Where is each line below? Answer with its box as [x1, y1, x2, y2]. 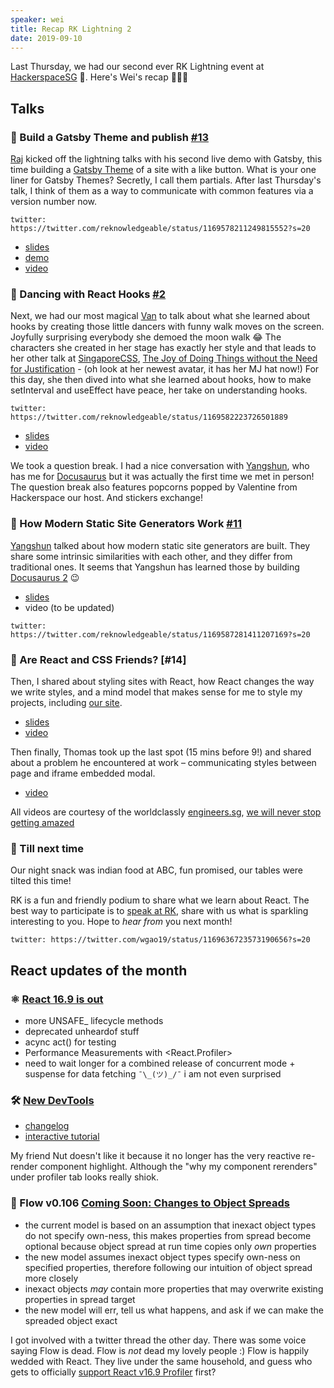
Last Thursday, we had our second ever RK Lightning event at [10, 61, 265, 73]
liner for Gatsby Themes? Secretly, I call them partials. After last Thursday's [10, 174, 322, 186]
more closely [24, 1272, 79, 1284]
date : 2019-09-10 [10, 33, 83, 43]
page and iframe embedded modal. [10, 767, 156, 779]
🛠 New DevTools [10, 1093, 95, 1107]
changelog [24, 1120, 70, 1132]
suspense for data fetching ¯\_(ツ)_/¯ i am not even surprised [24, 1067, 282, 1080]
